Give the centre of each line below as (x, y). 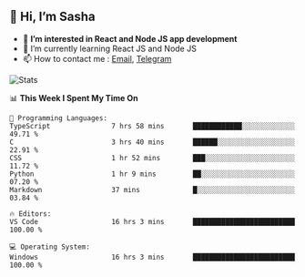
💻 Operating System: (50, 247)
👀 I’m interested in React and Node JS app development (130, 38)
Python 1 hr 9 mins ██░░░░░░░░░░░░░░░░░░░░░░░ (152, 174)
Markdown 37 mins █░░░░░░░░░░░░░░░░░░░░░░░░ (152, 190)
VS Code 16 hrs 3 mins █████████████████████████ (152, 221)
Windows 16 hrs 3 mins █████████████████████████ (152, 257)
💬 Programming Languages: (58, 118)
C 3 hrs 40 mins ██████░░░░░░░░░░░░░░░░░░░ (152, 142)
